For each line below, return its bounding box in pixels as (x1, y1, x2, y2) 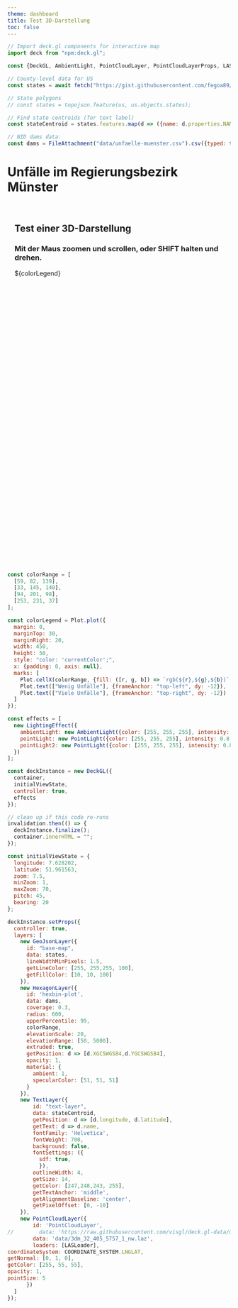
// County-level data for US (7, 75, 93, 82)
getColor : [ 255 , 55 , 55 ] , (7, 1261, 84, 1269)
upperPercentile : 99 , (25, 1017, 91, 1024)
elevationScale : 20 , (25, 1031, 87, 1038)
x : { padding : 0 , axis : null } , (13, 663, 103, 670)
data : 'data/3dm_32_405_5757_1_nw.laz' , (33, 1235, 154, 1242)
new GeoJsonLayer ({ (20, 938, 78, 945)
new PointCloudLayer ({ (20, 1215, 87, 1223)
